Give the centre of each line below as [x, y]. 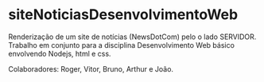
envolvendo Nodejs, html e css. [60, 53]
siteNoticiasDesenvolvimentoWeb [123, 15]
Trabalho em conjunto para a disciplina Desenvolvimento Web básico [121, 45]
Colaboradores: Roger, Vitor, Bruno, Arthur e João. [91, 68]
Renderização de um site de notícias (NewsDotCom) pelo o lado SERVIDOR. [132, 37]
